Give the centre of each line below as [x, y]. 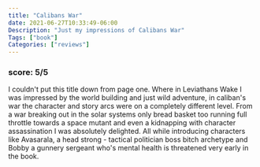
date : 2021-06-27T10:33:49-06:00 [63, 23]
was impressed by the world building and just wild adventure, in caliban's [127, 98]
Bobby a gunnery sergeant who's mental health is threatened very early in [128, 148]
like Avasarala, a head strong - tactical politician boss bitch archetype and [128, 139]
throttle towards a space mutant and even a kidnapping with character [122, 123]
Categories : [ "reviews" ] [49, 45]
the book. [24, 156]
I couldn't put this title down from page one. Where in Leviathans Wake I [125, 89]
